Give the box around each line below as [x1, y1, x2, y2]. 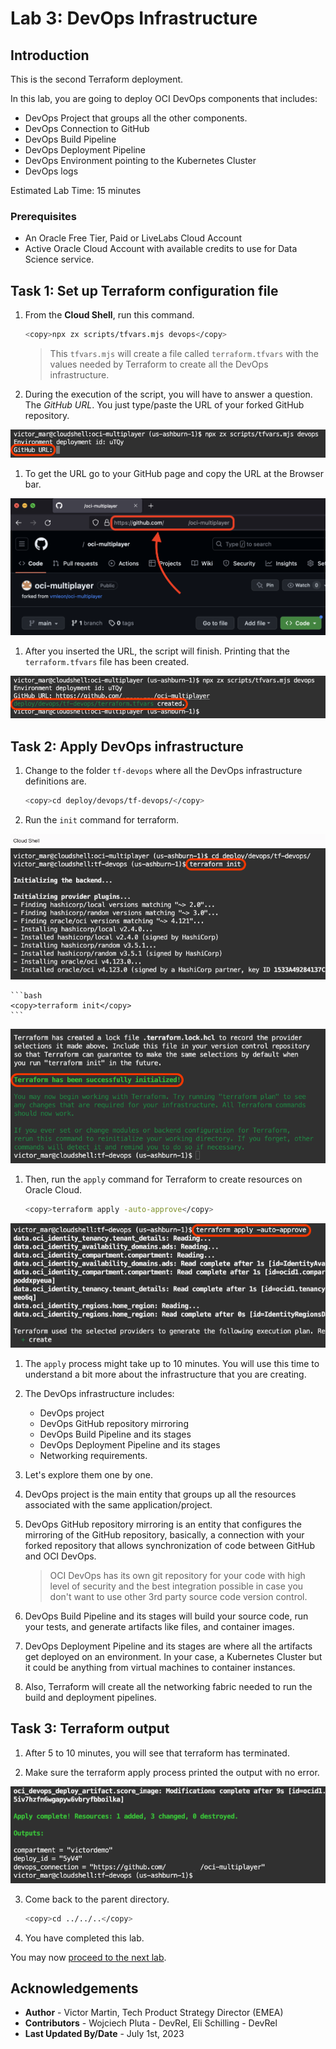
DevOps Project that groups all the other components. [24, 112, 248, 124]
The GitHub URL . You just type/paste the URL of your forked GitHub [24, 398, 305, 411]
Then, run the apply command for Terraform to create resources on [24, 1173, 303, 1186]
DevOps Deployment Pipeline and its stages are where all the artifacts [24, 1640, 313, 1652]
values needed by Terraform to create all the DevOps [49, 358, 269, 370]
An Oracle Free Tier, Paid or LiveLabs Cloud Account [24, 232, 243, 244]
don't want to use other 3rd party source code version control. [49, 1590, 308, 1602]
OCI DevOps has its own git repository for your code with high [49, 1569, 306, 1581]
